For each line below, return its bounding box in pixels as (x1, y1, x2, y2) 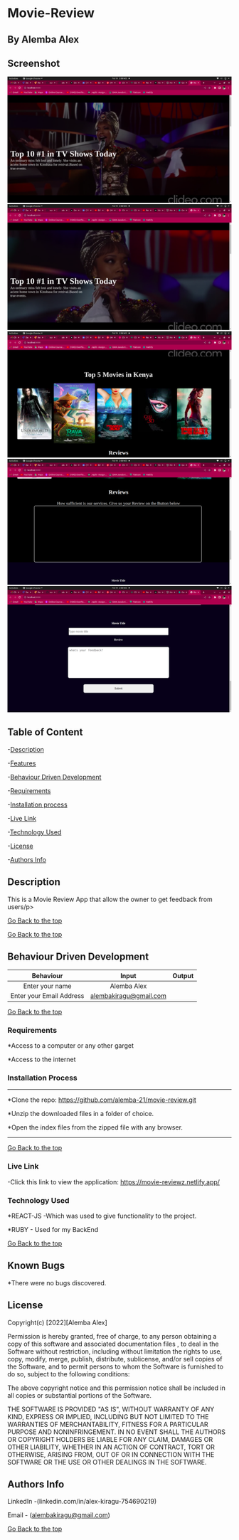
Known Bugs (7, 1260, 65, 1272)
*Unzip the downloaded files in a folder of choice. (7, 1110, 154, 1118)
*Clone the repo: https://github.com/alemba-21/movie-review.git (7, 1095, 197, 1104)
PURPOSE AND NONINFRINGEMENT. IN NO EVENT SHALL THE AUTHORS (7, 1428, 226, 1436)
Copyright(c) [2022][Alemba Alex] (7, 1318, 108, 1327)
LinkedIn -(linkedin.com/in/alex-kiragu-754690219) (7, 1497, 157, 1506)
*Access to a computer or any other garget (7, 1041, 134, 1050)
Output (172, 971, 194, 979)
